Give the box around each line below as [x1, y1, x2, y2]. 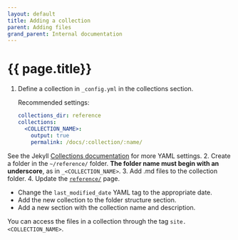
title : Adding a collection [7, 17, 91, 24]
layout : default [7, 10, 56, 18]
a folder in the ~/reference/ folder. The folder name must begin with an [7, 159, 219, 167]
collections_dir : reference [17, 112, 101, 120]
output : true [31, 132, 70, 139]
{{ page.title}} [7, 61, 93, 77]
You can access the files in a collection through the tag [7, 216, 169, 225]
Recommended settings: [17, 98, 90, 107]
